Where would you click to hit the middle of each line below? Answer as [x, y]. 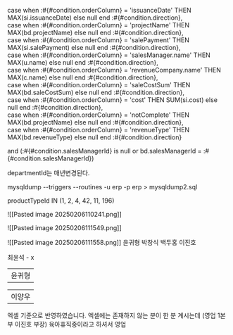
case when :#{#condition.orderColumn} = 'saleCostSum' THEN [99, 85]
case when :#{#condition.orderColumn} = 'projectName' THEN [99, 25]
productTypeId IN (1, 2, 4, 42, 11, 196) [61, 201]
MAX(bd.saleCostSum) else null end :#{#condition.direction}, [96, 92]
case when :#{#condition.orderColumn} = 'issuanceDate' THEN [99, 10]
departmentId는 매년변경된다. [49, 173]
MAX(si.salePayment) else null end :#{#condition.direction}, [94, 48]
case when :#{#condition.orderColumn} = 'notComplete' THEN [99, 115]
